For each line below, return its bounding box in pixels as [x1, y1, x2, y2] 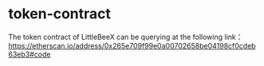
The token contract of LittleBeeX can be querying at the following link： [8, 32, 243, 41]
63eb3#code [8, 49, 51, 59]
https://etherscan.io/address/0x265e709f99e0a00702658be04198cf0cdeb [8, 41, 257, 50]
